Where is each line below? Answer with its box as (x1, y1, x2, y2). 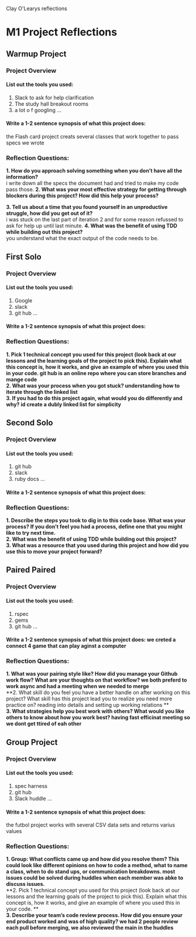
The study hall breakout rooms (14, 100, 89, 107)
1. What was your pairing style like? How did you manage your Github (6, 670, 178, 678)
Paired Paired (6, 565, 56, 575)
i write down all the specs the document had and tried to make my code (6, 180, 179, 187)
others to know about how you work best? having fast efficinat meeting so (6, 714, 190, 721)
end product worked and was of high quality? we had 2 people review (6, 918, 178, 925)
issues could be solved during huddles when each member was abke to (6, 874, 184, 881)
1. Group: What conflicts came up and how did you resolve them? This (6, 855, 180, 862)
